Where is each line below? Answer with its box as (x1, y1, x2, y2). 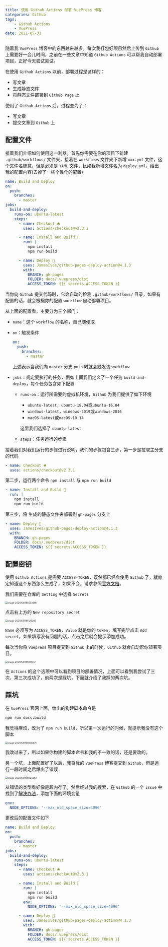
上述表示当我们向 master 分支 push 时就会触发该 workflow (12, 363, 130, 369)
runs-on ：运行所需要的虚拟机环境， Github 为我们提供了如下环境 (20, 391, 152, 397)
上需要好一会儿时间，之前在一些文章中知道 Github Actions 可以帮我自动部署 (5, 51, 162, 57)
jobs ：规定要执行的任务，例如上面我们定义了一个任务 (12, 374, 123, 380)
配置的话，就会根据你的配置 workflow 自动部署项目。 (5, 298, 114, 304)
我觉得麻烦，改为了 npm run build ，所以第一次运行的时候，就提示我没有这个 (5, 725, 163, 731)
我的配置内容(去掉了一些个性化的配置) (5, 169, 84, 175)
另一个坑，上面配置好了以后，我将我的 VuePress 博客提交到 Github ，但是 (5, 760, 155, 766)
